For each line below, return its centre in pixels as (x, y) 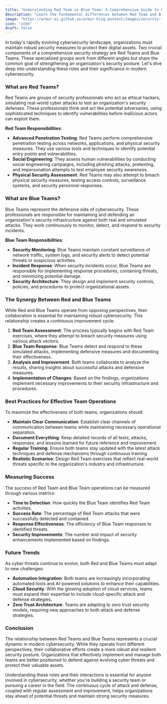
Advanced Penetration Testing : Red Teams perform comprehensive (83, 138)
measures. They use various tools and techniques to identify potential (84, 149)
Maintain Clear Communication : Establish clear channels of (74, 422)
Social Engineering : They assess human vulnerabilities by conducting (84, 159)
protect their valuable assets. (35, 665)
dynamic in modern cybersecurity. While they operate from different (75, 644)
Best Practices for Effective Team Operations (61, 401)
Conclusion (19, 628)
